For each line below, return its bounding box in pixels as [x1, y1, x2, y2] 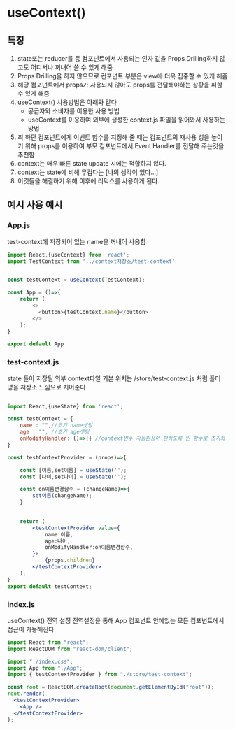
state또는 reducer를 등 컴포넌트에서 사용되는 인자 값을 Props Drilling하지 [17, 55, 218, 62]
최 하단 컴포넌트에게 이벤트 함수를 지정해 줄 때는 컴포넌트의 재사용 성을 [17, 133, 210, 141]
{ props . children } [44, 557, 96, 564]
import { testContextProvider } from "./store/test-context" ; [7, 671, 192, 678]
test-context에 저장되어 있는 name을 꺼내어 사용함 [7, 237, 146, 245]
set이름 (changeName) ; [32, 492, 92, 499]
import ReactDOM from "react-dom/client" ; [7, 645, 133, 652]
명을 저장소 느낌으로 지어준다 [7, 382, 86, 391]
